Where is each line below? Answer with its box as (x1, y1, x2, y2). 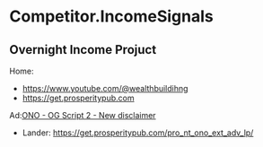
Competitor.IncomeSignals (9, 6, 214, 27)
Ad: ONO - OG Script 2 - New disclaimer (9, 110, 156, 120)
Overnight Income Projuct (9, 42, 157, 57)
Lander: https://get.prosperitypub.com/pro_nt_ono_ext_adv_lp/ (22, 127, 254, 138)
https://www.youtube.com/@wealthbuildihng (22, 83, 188, 93)
